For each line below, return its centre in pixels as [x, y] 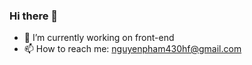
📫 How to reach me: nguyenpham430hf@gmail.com [132, 49]
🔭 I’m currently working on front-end [99, 38]
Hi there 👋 [34, 16]
